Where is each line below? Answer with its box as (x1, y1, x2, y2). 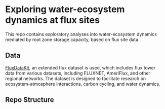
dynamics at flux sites (5, 14, 100, 26)
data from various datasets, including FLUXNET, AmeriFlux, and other (5, 70, 150, 76)
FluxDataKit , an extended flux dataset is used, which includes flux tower (5, 64, 156, 70)
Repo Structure (5, 95, 54, 104)
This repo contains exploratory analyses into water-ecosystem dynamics (5, 31, 157, 37)
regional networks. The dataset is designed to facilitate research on (5, 75, 146, 82)
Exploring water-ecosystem (5, 4, 125, 15)
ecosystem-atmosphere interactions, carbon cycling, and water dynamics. (5, 81, 160, 87)
